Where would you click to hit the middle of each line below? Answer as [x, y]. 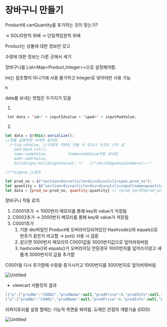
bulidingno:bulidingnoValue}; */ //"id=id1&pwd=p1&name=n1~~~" [83, 163]
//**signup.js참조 [23, 172]
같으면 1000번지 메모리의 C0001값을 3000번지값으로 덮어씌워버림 [84, 242]
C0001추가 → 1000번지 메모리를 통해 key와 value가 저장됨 [70, 211]
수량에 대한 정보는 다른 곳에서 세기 [38, 56]
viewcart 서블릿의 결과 [35, 285]
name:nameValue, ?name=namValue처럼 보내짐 [66, 154]
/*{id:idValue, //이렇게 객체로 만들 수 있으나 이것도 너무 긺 [67, 145]
